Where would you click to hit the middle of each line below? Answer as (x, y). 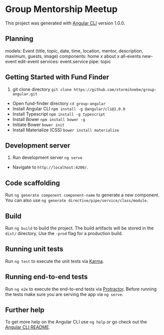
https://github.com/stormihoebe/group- (115, 89)
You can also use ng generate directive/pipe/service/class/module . (77, 200)
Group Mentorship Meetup (61, 9)
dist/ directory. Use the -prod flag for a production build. (64, 233)
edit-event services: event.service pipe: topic (64, 61)
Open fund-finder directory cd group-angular (59, 103)
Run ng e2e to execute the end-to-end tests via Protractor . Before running (81, 289)
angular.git (25, 94)
